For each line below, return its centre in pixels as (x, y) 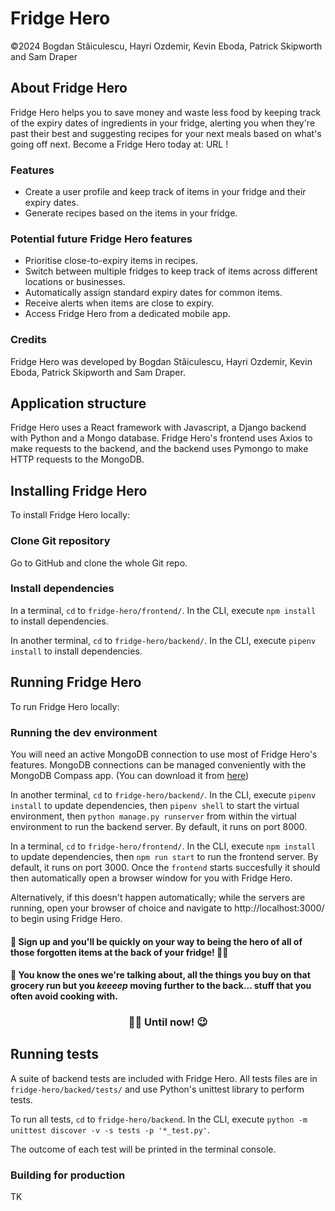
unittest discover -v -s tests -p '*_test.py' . (110, 1129)
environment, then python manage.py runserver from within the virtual (153, 816)
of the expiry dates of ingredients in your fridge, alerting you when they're (163, 123)
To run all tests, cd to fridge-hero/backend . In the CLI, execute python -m (159, 1119)
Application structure (78, 403)
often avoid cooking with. (64, 996)
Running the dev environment (84, 732)
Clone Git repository (60, 541)
